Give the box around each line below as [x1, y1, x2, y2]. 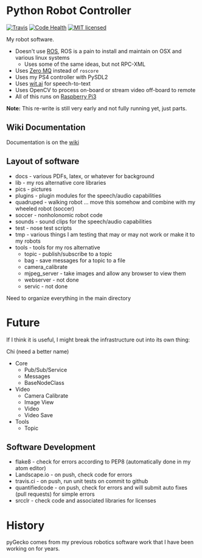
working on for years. [6, 545, 60, 553]
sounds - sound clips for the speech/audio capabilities [15, 218, 152, 225]
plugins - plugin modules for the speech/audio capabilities [15, 191, 162, 199]
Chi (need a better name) [6, 348, 69, 355]
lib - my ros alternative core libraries [15, 179, 106, 186]
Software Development [6, 442, 96, 452]
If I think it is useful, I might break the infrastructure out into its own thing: [6, 336, 190, 343]
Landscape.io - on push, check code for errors [15, 471, 133, 479]
